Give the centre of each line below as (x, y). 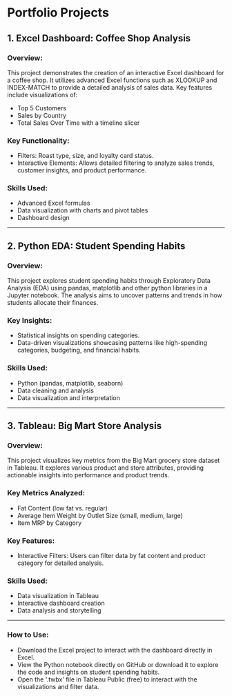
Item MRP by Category (49, 523)
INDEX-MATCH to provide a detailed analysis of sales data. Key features (110, 87)
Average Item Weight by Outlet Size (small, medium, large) (100, 515)
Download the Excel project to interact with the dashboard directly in (115, 650)
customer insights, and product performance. (82, 170)
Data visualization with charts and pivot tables (83, 210)
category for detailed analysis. (60, 563)
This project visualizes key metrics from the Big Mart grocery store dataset (114, 461)
